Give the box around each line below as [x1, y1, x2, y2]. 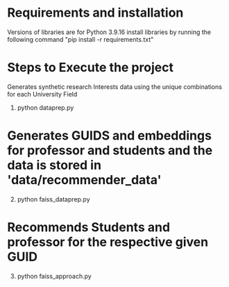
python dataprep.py [17, 103, 74, 112]
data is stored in [7, 158, 102, 173]
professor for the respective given [7, 234, 209, 249]
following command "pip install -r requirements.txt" [7, 35, 154, 43]
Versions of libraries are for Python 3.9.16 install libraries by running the [7, 28, 212, 36]
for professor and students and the [7, 142, 213, 158]
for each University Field [7, 90, 78, 98]
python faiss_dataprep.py [17, 195, 90, 203]
